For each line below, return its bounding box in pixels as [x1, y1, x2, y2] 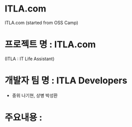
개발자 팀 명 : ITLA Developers [5, 75, 127, 86]
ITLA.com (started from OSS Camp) [5, 20, 78, 26]
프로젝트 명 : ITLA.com [5, 39, 96, 50]
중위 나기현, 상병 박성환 [12, 92, 58, 98]
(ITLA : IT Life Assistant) [5, 56, 55, 62]
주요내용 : [5, 112, 43, 123]
